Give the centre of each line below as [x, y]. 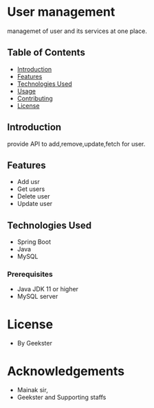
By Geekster [35, 343]
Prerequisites [30, 274]
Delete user [33, 196]
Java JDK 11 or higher [48, 289]
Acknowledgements [66, 371]
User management [61, 12]
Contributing [35, 98]
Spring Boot [34, 242]
